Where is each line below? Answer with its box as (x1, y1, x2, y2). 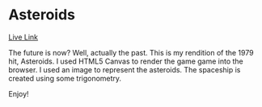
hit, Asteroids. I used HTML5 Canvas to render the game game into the (8, 56, 244, 66)
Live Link (8, 32, 39, 42)
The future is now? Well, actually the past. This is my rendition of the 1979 (8, 47, 254, 57)
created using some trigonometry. (8, 73, 122, 83)
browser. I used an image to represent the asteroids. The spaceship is (8, 64, 241, 74)
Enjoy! (8, 88, 30, 98)
